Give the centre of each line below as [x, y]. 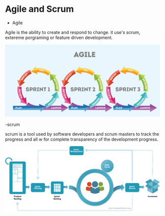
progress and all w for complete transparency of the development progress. [82, 139]
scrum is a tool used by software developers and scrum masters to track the [82, 134]
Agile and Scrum [40, 9]
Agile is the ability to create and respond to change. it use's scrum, [73, 32]
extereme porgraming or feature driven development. [59, 37]
